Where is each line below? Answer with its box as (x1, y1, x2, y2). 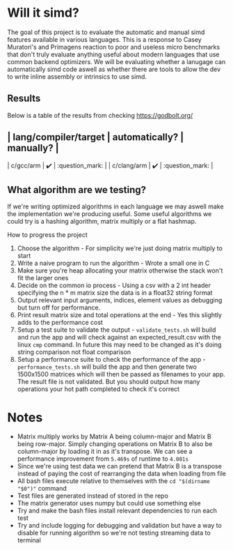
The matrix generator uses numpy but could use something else (17, 499, 201, 507)
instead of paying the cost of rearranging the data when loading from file (17, 469, 226, 478)
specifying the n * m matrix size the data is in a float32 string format (17, 289, 213, 297)
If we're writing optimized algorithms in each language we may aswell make (7, 202, 224, 211)
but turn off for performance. (17, 303, 101, 312)
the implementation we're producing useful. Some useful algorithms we (7, 210, 212, 218)
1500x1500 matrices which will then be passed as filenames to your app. (17, 370, 226, 379)
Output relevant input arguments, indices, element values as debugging (17, 296, 223, 305)
